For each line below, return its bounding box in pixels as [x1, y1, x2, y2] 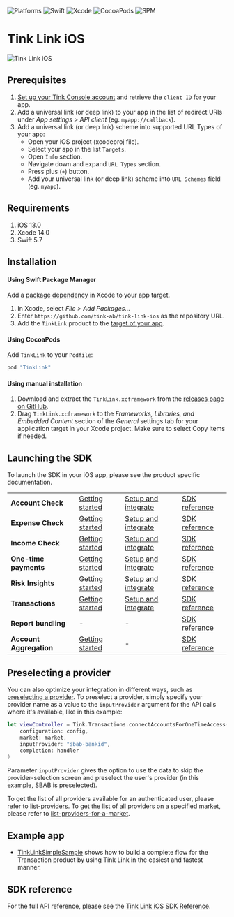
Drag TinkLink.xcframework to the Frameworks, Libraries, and [17, 409, 195, 418]
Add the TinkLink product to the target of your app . [17, 319, 165, 328]
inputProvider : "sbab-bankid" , [19, 740, 111, 747]
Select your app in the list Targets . [27, 145, 127, 153]
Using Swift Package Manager [7, 275, 96, 284]
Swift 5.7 [17, 235, 43, 244]
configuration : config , [19, 727, 89, 735]
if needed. [17, 432, 47, 440]
